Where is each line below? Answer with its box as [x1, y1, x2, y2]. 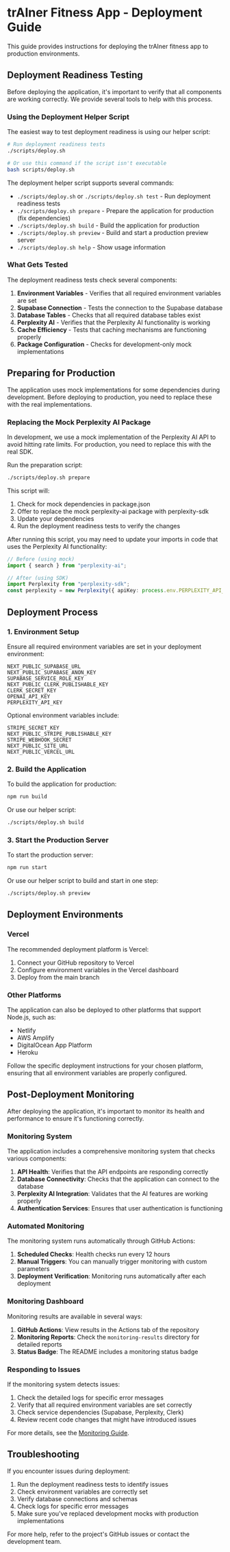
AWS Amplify [16, 1033, 55, 1042]
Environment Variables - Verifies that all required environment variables [16, 289, 221, 297]
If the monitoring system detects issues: [7, 1380, 120, 1388]
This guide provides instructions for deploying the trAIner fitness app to [7, 42, 209, 50]
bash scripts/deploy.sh [7, 166, 75, 173]
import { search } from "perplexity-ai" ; [7, 562, 127, 569]
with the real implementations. [7, 400, 92, 408]
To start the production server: [7, 851, 94, 859]
